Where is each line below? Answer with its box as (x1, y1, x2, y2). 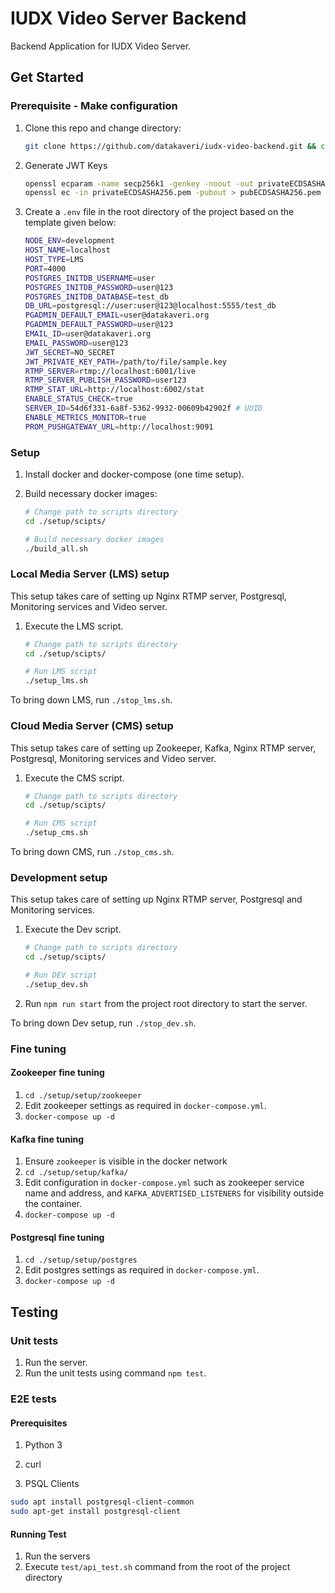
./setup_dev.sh (24, 979, 89, 989)
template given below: (24, 217, 117, 229)
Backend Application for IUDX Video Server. (10, 40, 192, 52)
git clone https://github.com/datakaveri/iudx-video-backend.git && (24, 141, 317, 151)
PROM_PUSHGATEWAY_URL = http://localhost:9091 (24, 422, 214, 432)
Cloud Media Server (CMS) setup (10, 719, 174, 733)
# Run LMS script (24, 667, 98, 677)
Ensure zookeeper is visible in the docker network (24, 1155, 228, 1167)
